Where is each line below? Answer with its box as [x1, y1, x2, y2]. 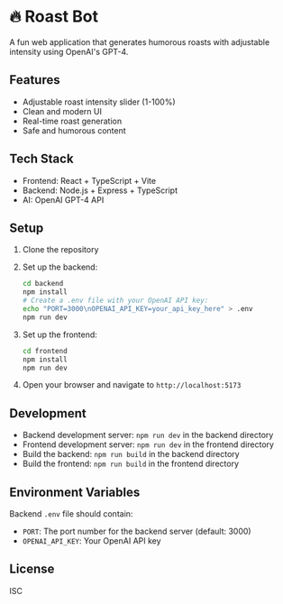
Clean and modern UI [22, 105, 102, 116]
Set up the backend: [22, 261, 98, 272]
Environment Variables [9, 484, 141, 499]
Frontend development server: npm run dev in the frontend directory [22, 439, 275, 450]
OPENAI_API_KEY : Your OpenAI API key [22, 535, 161, 546]
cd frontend [22, 346, 68, 355]
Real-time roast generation [22, 115, 123, 126]
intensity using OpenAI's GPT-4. [9, 46, 129, 57]
